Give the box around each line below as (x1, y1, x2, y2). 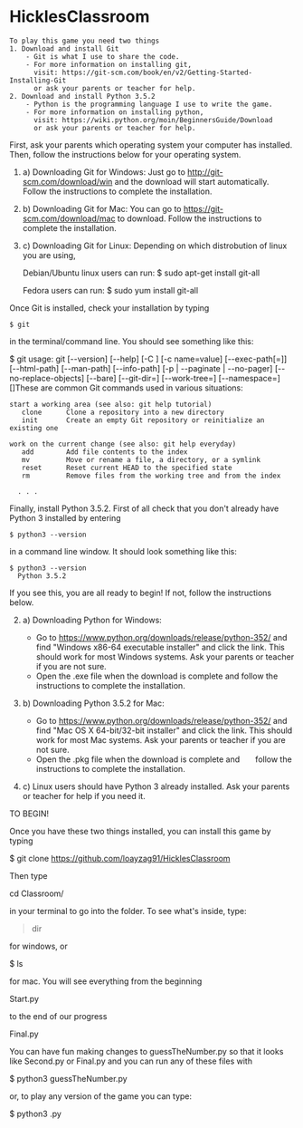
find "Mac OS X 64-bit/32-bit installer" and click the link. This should (35, 725, 293, 736)
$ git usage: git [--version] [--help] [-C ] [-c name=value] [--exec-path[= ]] (9, 353, 288, 364)
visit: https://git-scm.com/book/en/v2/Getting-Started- (33, 68, 253, 77)
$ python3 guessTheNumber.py (9, 1073, 128, 1084)
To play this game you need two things (9, 36, 160, 45)
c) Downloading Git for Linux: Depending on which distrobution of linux (22, 240, 288, 251)
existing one (9, 423, 59, 432)
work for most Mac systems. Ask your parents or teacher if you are (35, 734, 287, 745)
